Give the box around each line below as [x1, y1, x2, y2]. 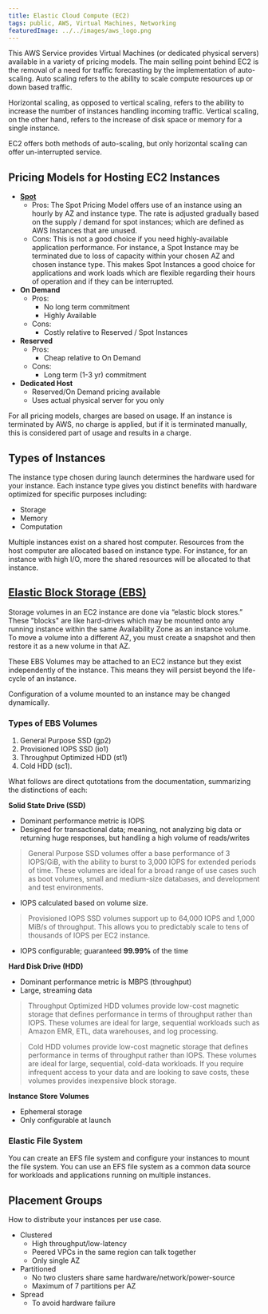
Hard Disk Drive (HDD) [8, 962, 84, 971]
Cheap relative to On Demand [43, 353, 141, 363]
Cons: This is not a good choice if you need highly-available [31, 234, 229, 244]
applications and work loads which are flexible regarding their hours [31, 269, 255, 278]
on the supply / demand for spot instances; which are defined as [31, 217, 245, 227]
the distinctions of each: [8, 785, 88, 795]
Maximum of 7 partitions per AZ [31, 1281, 136, 1291]
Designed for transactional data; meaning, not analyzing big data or [19, 825, 242, 834]
